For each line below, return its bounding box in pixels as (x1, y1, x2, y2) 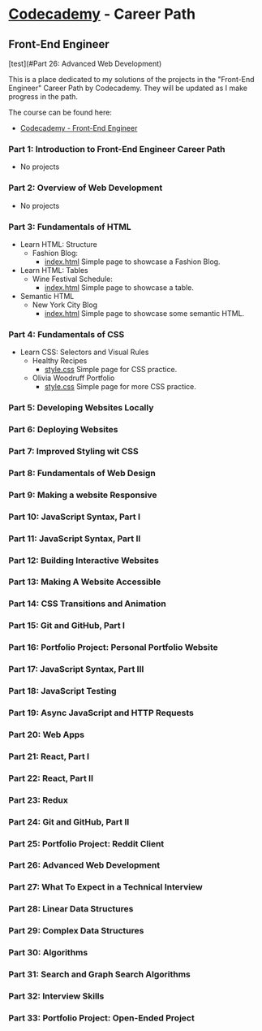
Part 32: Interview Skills (8, 990, 105, 1002)
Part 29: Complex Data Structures (8, 925, 144, 937)
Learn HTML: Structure (19, 239, 97, 249)
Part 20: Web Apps (8, 729, 85, 740)
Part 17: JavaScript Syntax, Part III (8, 664, 144, 675)
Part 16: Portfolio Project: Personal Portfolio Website (8, 642, 219, 653)
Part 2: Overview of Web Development (8, 182, 163, 193)
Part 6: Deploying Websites (8, 424, 118, 435)
